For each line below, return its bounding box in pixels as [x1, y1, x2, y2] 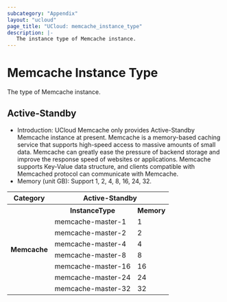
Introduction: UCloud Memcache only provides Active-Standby [16, 126, 195, 134]
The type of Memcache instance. [7, 88, 101, 96]
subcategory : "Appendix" [7, 10, 78, 17]
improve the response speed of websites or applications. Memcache [16, 155, 211, 163]
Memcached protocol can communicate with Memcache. [16, 170, 179, 178]
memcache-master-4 [54, 239, 127, 248]
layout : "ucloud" [7, 16, 57, 23]
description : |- [7, 29, 53, 36]
